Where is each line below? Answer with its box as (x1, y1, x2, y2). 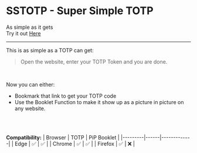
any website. (14, 105, 46, 112)
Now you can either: (6, 81, 55, 88)
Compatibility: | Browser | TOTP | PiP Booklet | (6, 134, 120, 141)
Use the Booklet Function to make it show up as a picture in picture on (14, 98, 184, 105)
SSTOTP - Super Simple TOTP (6, 4, 154, 18)
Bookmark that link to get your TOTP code (14, 92, 117, 99)
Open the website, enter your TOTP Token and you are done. (20, 58, 168, 65)
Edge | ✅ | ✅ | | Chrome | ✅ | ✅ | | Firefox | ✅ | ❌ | (14, 140, 135, 147)
